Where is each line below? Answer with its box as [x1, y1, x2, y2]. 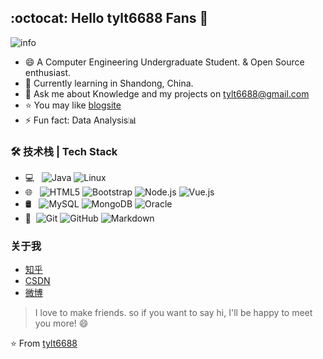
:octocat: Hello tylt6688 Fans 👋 [10, 10, 209, 27]
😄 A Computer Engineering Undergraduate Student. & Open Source [24, 56, 305, 68]
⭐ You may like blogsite [24, 99, 122, 111]
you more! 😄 [34, 317, 89, 330]
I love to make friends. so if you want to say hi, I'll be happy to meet [34, 307, 313, 319]
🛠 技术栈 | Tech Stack [10, 144, 118, 158]
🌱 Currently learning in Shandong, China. [24, 77, 194, 89]
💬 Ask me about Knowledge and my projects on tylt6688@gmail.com [24, 87, 310, 100]
